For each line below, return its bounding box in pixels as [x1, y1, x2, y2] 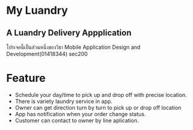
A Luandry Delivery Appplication [6, 28, 131, 38]
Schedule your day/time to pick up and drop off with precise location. [14, 91, 187, 98]
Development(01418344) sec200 [6, 51, 88, 57]
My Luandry [6, 4, 68, 17]
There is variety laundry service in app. [14, 97, 113, 105]
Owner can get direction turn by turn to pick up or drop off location [14, 104, 182, 111]
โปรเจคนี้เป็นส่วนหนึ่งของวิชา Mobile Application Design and [6, 43, 141, 51]
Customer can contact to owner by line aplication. [14, 117, 139, 124]
